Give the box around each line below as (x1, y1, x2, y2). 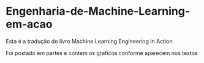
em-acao (6, 17, 53, 31)
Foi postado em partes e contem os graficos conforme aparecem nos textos (6, 49, 198, 56)
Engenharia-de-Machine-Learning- (6, 4, 191, 18)
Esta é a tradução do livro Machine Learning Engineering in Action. (6, 37, 175, 45)
